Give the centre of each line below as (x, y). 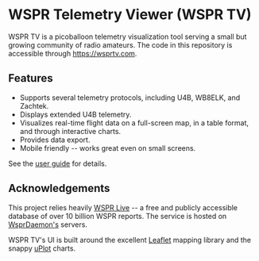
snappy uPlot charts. (42, 248)
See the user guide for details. (58, 163)
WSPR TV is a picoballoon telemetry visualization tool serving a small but (128, 36)
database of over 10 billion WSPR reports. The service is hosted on (118, 216)
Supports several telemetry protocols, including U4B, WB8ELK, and (130, 98)
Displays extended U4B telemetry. (75, 114)
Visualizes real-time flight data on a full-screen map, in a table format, (134, 123)
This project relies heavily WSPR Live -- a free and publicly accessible (123, 207)
